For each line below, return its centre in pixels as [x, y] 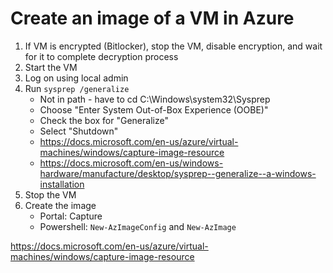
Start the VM [51, 67]
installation [62, 184]
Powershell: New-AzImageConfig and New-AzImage [138, 226]
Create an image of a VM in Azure [152, 18]
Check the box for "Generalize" [104, 120]
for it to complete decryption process [101, 56]
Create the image [60, 205]
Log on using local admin [76, 78]
